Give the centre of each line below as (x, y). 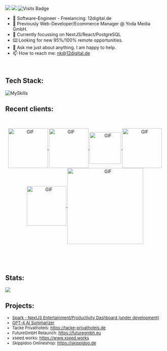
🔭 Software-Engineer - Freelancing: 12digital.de (62, 18)
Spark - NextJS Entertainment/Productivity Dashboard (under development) (86, 318)
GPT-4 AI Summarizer (33, 323)
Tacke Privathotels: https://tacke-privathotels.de (59, 328)
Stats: (15, 278)
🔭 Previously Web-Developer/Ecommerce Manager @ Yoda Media (81, 24)
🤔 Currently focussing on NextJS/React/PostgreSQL (67, 34)
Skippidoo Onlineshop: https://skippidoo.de (54, 343)
